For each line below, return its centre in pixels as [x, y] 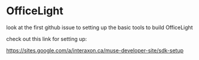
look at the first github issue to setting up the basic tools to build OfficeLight [99, 27]
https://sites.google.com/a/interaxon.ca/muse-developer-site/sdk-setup [95, 50]
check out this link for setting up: [47, 39]
